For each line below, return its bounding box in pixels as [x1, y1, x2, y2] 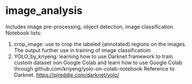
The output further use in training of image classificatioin [13, 46, 151, 53]
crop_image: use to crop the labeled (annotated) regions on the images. [13, 41, 187, 48]
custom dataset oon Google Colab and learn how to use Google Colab [13, 59, 183, 66]
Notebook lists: [5, 29, 42, 36]
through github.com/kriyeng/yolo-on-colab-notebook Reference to [13, 65, 175, 72]
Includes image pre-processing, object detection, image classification [5, 23, 173, 30]
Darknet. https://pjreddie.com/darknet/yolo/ [13, 71, 120, 78]
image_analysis [5, 4, 83, 17]
